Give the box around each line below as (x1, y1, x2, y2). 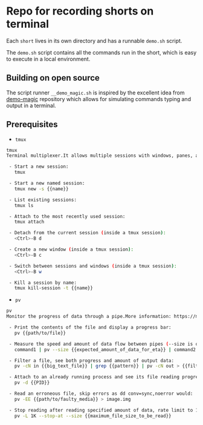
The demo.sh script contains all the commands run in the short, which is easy (6, 48, 197, 56)
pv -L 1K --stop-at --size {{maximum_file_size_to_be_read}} (14, 413, 172, 419)
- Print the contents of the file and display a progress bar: (8, 325, 172, 331)
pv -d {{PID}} (14, 380, 50, 386)
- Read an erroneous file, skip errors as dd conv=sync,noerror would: (8, 390, 193, 397)
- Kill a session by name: (8, 280, 77, 286)
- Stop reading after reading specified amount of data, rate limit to (8, 407, 193, 413)
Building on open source (6, 73, 100, 83)
